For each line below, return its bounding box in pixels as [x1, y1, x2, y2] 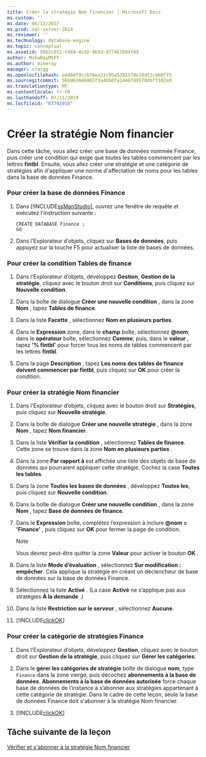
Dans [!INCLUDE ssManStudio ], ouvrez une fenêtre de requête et [15, 202, 179, 210]
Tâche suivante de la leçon [7, 727, 111, 737]
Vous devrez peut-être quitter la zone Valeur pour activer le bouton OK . [15, 549, 199, 557]
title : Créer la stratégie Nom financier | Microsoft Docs [7, 9, 161, 15]
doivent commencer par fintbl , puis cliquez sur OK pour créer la [15, 366, 180, 374]
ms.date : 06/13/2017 [7, 20, 60, 26]
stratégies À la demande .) [15, 593, 84, 600]
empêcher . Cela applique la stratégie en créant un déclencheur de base [15, 568, 199, 575]
